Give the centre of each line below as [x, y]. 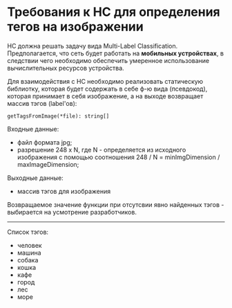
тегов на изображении [75, 27]
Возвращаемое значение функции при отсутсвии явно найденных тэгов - [116, 204]
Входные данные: [33, 129]
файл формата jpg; [45, 142]
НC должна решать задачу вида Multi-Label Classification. [93, 46]
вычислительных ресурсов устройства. [66, 68]
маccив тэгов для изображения [64, 191]
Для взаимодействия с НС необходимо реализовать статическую [105, 81]
